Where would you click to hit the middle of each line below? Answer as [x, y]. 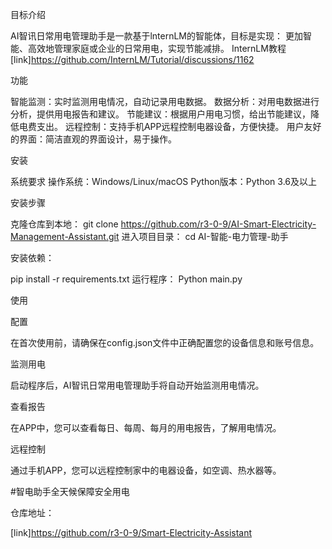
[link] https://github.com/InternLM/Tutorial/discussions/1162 [132, 59]
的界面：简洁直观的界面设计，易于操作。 [93, 139]
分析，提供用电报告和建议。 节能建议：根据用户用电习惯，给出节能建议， [160, 114]
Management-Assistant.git [65, 236]
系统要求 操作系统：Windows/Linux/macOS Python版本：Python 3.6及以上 [163, 181]
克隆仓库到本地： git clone [64, 224]
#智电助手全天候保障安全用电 [70, 491]
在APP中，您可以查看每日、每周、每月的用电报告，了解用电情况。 [146, 427]
